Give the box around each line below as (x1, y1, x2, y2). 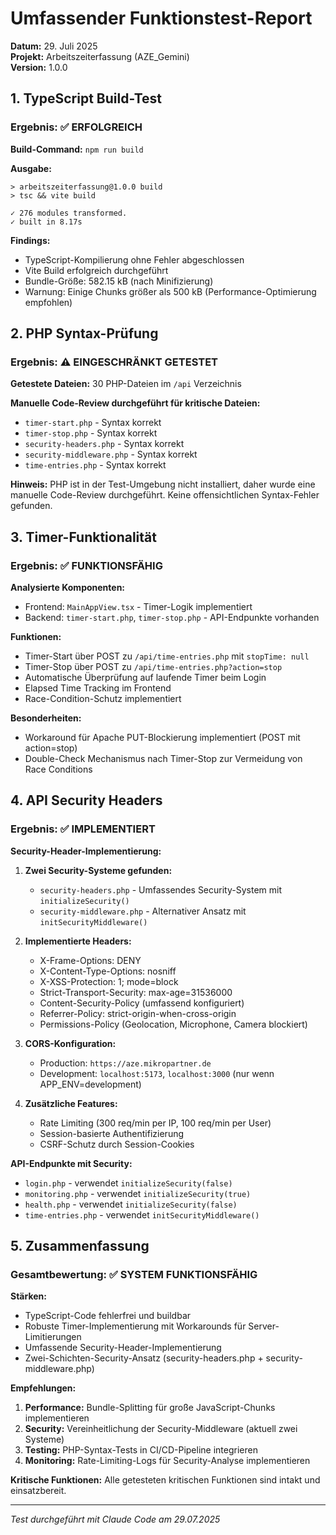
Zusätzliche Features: (24, 1097, 118, 1109)
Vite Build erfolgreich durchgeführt (24, 264, 169, 276)
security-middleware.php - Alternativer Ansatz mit (39, 905, 247, 917)
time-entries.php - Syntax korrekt (24, 459, 167, 471)
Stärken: (10, 1290, 47, 1302)
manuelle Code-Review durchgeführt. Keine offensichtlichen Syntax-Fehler (10, 489, 320, 501)
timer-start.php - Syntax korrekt (24, 417, 162, 429)
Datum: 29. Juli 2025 (10, 40, 98, 52)
